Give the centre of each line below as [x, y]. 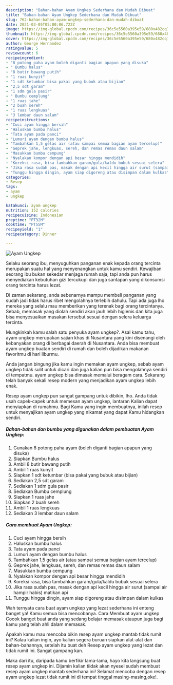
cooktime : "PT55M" [25, 225]
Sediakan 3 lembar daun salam [46, 513]
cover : [13, 39]
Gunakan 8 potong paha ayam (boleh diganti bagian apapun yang [82, 448]
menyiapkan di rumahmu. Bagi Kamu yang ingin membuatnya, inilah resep [84, 407]
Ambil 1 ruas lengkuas [36, 508]
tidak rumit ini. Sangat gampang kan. [45, 651]
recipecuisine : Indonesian [35, 215]
